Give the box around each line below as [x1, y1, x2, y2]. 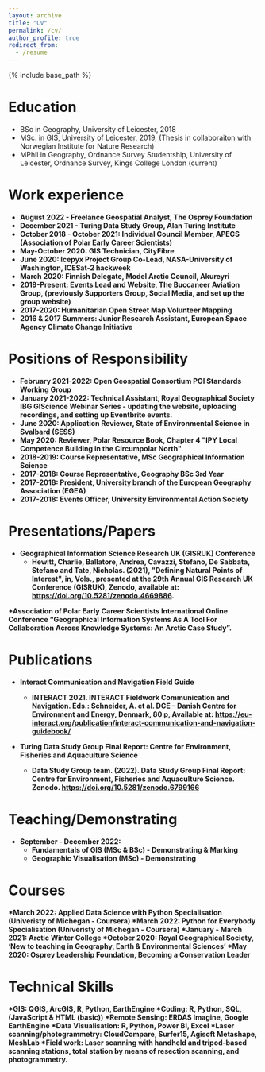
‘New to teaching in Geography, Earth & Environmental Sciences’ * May [8, 941, 248, 950]
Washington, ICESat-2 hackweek [19, 263, 131, 273]
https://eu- [214, 709, 252, 719]
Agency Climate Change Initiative [19, 322, 133, 331]
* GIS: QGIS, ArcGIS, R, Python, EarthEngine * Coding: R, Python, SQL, [8, 1004, 242, 1013]
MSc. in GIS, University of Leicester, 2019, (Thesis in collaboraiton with [19, 133, 252, 142]
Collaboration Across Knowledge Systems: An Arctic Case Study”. [8, 623, 232, 633]
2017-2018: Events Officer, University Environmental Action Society [19, 494, 248, 504]
